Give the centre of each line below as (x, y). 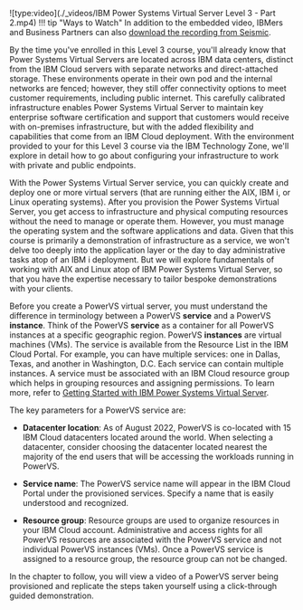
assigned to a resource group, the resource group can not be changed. (155, 559)
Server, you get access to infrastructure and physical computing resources (149, 211)
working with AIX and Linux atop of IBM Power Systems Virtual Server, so (146, 269)
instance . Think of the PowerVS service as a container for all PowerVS (142, 325)
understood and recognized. (76, 503)
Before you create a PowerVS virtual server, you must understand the (139, 306)
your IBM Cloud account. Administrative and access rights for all (142, 530)
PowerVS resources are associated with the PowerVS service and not (152, 539)
